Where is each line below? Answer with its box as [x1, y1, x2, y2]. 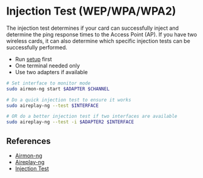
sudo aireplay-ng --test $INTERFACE [6, 102, 99, 109]
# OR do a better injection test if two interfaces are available [6, 114, 178, 120]
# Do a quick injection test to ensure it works [6, 97, 131, 103]
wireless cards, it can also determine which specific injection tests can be [6, 37, 191, 44]
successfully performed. [6, 44, 68, 51]
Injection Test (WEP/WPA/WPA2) [6, 4, 176, 18]
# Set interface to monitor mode [6, 80, 91, 86]
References [6, 135, 51, 146]
